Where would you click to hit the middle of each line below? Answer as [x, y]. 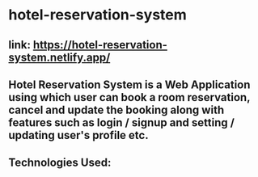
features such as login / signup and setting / [121, 122]
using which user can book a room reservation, [129, 97]
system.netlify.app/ [59, 57]
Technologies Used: [60, 163]
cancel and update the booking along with [116, 110]
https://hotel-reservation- [100, 45]
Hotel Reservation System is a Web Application [129, 84]
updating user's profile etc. [78, 135]
